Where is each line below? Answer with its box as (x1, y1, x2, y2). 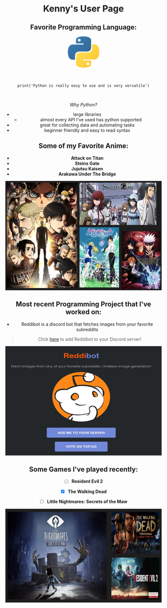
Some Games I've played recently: (29, 465, 138, 474)
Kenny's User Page (43, 3, 124, 14)
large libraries (72, 111, 101, 117)
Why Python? (69, 102, 97, 107)
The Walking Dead (67, 488, 107, 495)
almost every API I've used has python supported (40, 117, 142, 122)
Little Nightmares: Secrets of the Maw (46, 498, 128, 505)
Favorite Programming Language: (30, 23, 137, 31)
